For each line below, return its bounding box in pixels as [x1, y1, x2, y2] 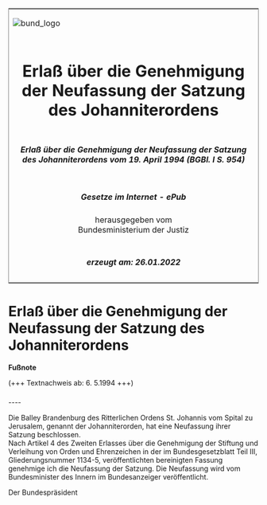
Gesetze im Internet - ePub [80, 191, 187, 202]
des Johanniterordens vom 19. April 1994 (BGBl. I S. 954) [21, 154, 246, 165]
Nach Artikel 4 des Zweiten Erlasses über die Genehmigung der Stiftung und [8, 438, 258, 448]
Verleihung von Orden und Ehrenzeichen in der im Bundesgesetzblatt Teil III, [8, 447, 258, 456]
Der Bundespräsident [8, 487, 78, 497]
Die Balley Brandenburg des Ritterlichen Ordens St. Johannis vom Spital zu [8, 413, 253, 423]
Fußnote [8, 362, 37, 372]
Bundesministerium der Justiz [78, 225, 189, 236]
